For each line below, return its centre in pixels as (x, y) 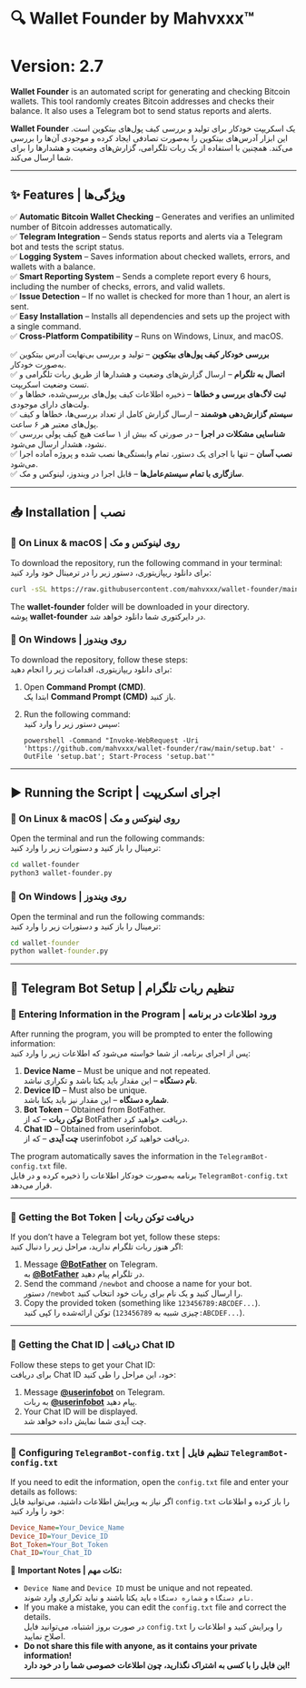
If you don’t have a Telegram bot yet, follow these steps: (115, 1237)
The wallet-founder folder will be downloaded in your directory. (130, 606)
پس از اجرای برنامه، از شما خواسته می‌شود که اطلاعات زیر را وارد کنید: (130, 1053)
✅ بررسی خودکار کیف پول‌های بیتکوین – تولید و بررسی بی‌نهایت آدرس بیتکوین (140, 354)
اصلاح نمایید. (44, 1636)
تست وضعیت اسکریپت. (50, 384)
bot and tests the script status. (68, 247)
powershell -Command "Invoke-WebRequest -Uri (111, 740)
